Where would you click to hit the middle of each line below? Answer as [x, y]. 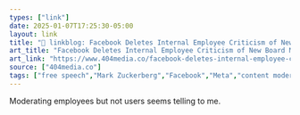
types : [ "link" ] [39, 17]
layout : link [33, 34]
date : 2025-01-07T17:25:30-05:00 [71, 26]
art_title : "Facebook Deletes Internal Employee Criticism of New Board [147, 51]
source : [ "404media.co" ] [55, 68]
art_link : [28, 59]
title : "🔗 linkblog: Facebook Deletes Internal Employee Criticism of [143, 42]
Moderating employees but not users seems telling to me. [115, 101]
